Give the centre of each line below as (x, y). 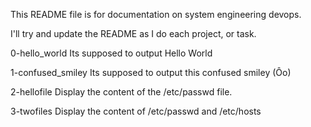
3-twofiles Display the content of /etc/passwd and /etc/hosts (136, 111)
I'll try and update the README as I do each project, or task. (133, 33)
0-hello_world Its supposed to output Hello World (111, 53)
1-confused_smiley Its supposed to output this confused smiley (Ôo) (151, 72)
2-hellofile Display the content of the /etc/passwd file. (121, 92)
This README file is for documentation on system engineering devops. (156, 14)
